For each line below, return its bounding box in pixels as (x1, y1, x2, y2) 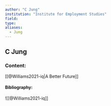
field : (5, 16, 18, 21)
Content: (5, 62, 27, 69)
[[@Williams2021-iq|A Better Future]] (5, 73, 79, 79)
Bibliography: (5, 85, 33, 90)
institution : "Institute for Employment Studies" (5, 12, 107, 17)
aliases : (5, 25, 23, 30)
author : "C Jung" (5, 7, 40, 12)
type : (5, 20, 16, 26)
